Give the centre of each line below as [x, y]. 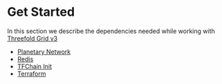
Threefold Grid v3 [33, 38]
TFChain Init [35, 66]
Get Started [41, 12]
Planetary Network [44, 52]
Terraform [31, 74]
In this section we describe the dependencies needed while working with [111, 31]
